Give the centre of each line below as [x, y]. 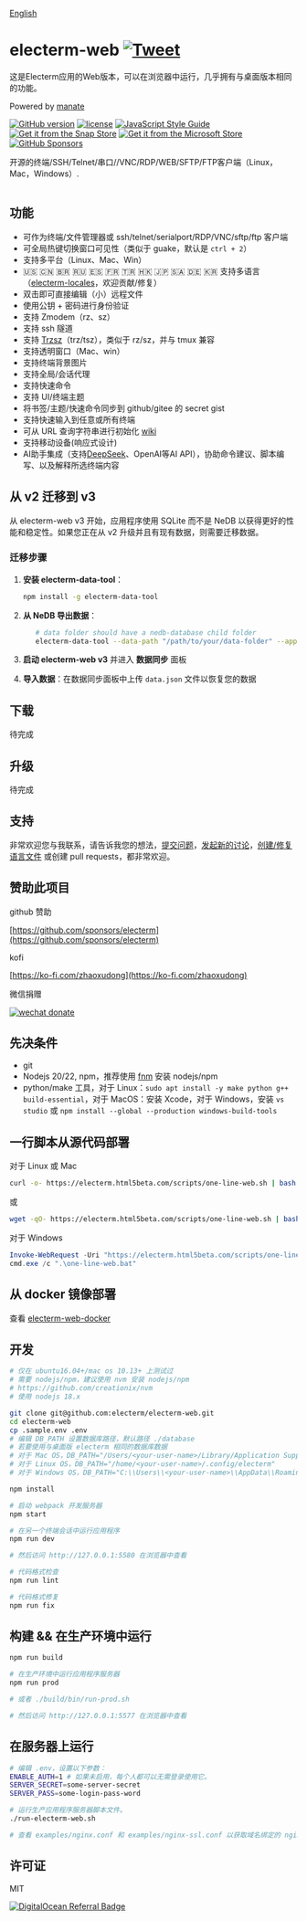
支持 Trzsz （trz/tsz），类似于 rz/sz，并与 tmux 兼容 [119, 339]
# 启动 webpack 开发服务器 [56, 1505]
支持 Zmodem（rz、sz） [69, 317]
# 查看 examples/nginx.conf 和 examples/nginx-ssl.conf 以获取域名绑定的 [145, 1835]
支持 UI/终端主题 [53, 396]
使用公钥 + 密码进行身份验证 [76, 305]
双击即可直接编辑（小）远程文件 [83, 294]
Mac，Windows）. [44, 174]
